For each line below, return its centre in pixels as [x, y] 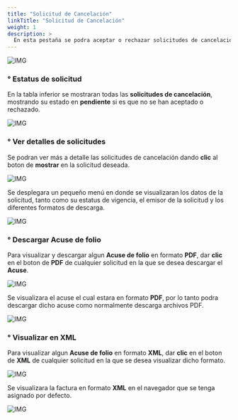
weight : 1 [22, 27]
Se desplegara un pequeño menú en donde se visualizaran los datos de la [115, 192]
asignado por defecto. [40, 396]
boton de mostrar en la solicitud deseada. [68, 165]
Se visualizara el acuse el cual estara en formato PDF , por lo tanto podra [113, 298]
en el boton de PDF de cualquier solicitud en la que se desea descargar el [115, 263]
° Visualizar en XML [42, 337]
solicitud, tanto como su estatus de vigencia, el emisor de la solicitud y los [116, 200]
